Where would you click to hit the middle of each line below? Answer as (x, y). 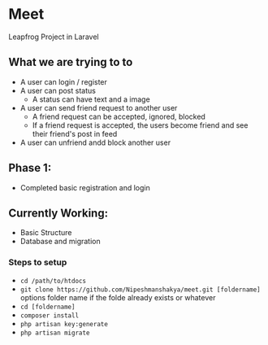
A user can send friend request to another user (99, 107)
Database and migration (60, 242)
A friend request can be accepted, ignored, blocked (119, 116)
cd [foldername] (48, 307)
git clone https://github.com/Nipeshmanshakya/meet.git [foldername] (140, 290)
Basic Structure (46, 233)
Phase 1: (30, 168)
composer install (50, 315)
